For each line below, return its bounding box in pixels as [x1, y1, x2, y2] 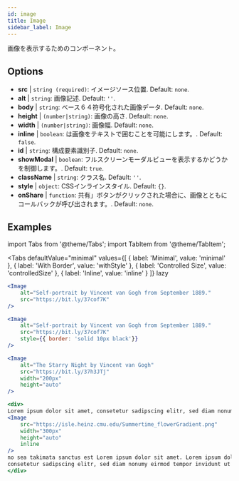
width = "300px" [20, 427, 62, 435]
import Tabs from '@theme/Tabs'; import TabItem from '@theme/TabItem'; [7, 240, 226, 248]
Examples [7, 221, 52, 233]
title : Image [7, 17, 46, 24]
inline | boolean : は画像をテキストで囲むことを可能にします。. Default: [17, 130, 223, 138]
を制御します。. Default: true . [17, 164, 105, 173]
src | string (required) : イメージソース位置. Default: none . [17, 85, 190, 93]
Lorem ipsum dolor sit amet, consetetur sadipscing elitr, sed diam [7, 407, 215, 415]
